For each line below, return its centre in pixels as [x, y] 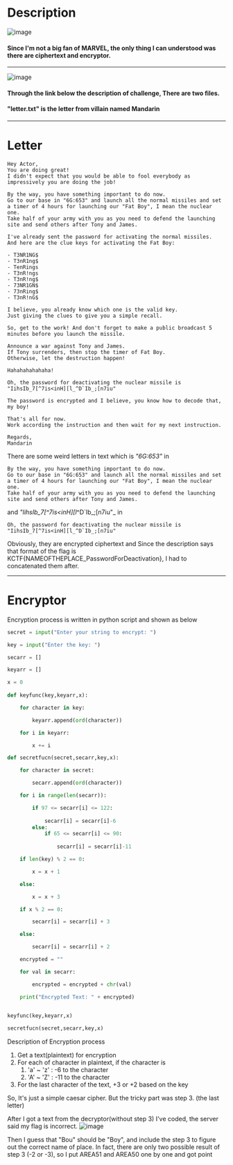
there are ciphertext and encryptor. [59, 55]
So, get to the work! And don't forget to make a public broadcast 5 [110, 328]
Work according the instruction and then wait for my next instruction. [114, 425]
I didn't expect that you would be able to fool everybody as [99, 176]
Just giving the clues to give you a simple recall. [85, 316]
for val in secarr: [48, 972]
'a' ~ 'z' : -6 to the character [68, 1070]
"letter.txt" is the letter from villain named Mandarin [84, 109]
